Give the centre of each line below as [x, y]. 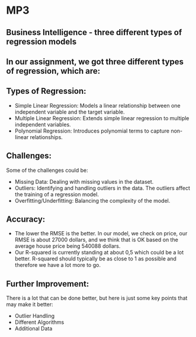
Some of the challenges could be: [47, 170]
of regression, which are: [53, 71]
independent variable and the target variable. [70, 112]
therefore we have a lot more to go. [57, 265]
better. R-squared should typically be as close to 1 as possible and [95, 259]
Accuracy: [26, 219]
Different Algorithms [39, 322]
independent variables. [43, 124]
